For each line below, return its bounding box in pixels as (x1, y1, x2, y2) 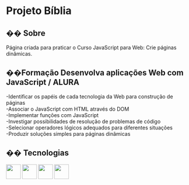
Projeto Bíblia (6, 4, 72, 18)
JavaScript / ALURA (6, 77, 80, 87)
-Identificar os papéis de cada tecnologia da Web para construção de (6, 92, 173, 100)
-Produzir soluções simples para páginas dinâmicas (6, 130, 131, 137)
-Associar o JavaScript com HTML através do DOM (6, 105, 129, 112)
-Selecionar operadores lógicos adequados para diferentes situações (6, 124, 173, 131)
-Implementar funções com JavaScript (6, 111, 99, 118)
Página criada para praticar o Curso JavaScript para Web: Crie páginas (6, 44, 177, 51)
